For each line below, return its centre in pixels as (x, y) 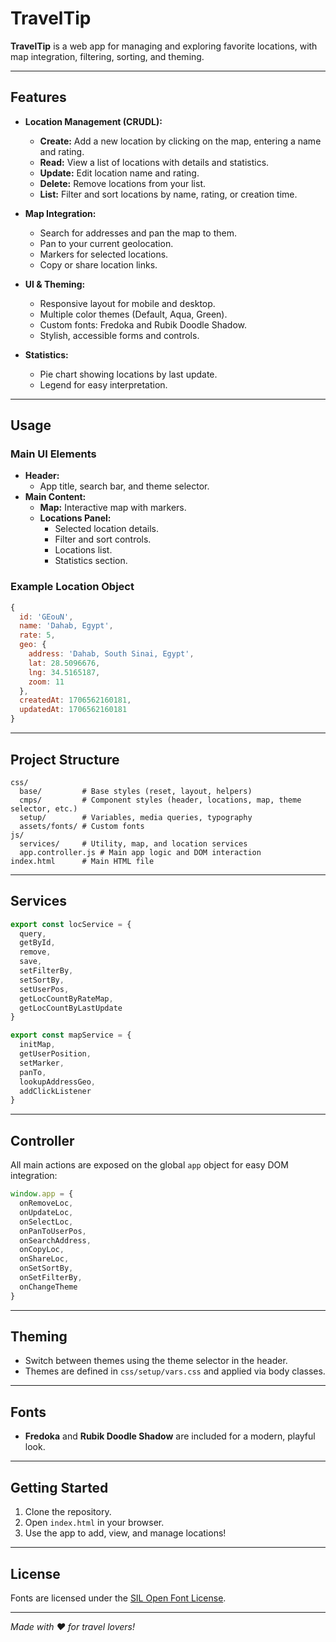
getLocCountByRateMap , (66, 998)
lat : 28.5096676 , (64, 663)
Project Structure (65, 759)
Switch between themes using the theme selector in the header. (156, 1361)
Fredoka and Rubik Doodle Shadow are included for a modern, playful (170, 1436)
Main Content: (55, 497)
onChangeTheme (48, 1287)
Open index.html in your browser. (94, 1523)
